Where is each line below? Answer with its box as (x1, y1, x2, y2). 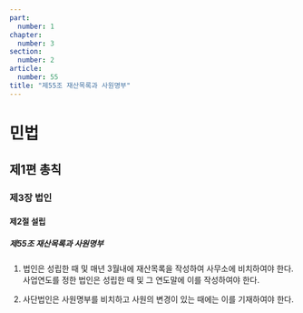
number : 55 (17, 73, 59, 82)
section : (9, 47, 43, 56)
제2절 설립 (9, 216, 46, 227)
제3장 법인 (9, 192, 53, 205)
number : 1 (17, 22, 54, 31)
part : (9, 13, 30, 23)
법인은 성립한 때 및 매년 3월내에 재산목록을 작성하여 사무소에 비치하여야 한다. (22, 263, 294, 274)
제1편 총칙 (9, 162, 62, 177)
